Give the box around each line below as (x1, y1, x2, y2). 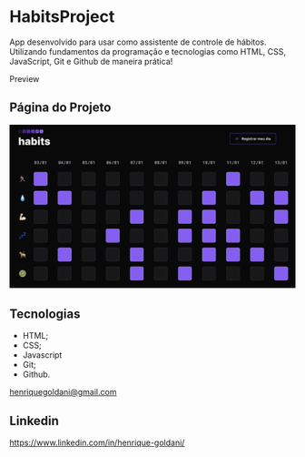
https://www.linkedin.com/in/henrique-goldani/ (9, 437, 185, 448)
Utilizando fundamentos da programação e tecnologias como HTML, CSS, (9, 46, 287, 56)
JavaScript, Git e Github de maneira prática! (9, 56, 173, 66)
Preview (9, 73, 40, 84)
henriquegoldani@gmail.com (9, 387, 117, 398)
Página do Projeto (9, 100, 112, 116)
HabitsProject (9, 6, 115, 27)
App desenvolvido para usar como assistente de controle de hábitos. (9, 36, 267, 47)
